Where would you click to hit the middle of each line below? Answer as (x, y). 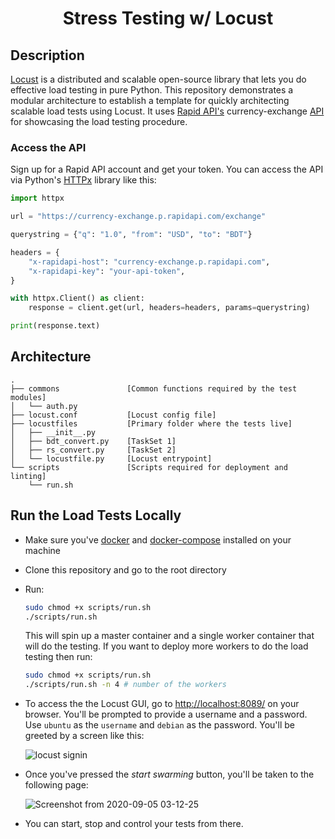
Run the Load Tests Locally (96, 515)
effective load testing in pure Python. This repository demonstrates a (152, 90)
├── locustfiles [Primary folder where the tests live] (151, 423)
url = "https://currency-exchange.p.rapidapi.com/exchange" (138, 217)
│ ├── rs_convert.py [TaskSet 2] (93, 450)
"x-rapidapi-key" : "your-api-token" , (107, 271)
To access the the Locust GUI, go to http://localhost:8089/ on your (162, 704)
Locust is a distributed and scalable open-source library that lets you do (158, 79)
